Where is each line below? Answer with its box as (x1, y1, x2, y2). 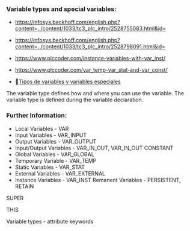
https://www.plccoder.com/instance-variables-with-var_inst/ (14, 55, 166, 62)
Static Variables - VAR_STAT (14, 163, 85, 171)
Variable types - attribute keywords (6, 218, 94, 225)
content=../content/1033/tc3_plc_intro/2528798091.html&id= (14, 43, 165, 50)
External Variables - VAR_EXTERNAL (14, 169, 106, 177)
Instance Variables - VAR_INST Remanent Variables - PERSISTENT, (14, 176, 182, 183)
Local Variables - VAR (14, 125, 69, 132)
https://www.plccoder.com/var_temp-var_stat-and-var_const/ (14, 66, 168, 74)
